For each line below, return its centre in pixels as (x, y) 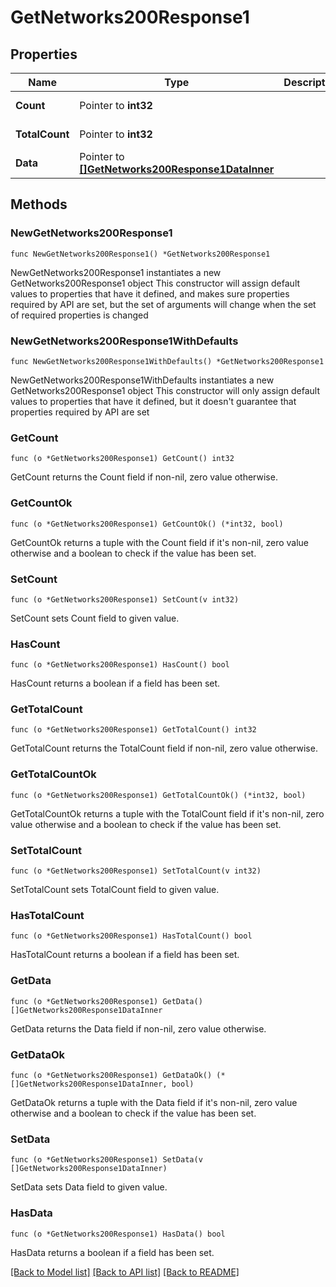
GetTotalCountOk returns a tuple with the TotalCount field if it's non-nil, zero (167, 813)
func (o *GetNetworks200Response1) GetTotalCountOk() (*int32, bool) (158, 795)
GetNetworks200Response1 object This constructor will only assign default (165, 390)
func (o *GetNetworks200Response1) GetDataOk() (111, 1075)
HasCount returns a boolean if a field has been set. (115, 683)
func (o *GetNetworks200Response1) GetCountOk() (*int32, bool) (147, 524)
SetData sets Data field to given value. (89, 1187)
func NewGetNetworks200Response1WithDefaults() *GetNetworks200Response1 (167, 361)
